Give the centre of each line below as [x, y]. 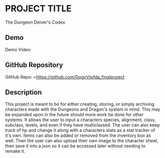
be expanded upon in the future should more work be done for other [74, 115]
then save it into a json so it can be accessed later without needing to [75, 146]
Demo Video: [18, 49]
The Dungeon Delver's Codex [35, 22]
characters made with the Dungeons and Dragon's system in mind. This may [83, 109]
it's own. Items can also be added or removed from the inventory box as [78, 135]
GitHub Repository [34, 65]
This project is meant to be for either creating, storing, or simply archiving [80, 104]
